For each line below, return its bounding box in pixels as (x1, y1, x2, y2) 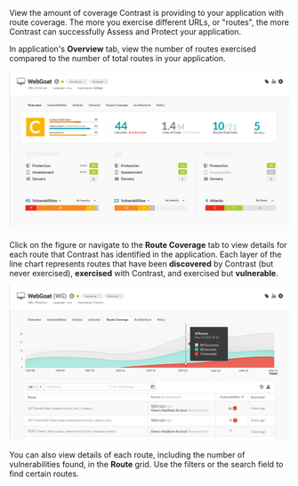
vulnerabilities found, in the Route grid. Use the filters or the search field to (9, 458, 284, 469)
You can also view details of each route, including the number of (9, 449, 246, 460)
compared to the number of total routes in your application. (9, 53, 226, 63)
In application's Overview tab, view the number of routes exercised (9, 44, 256, 54)
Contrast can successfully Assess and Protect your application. (9, 27, 242, 36)
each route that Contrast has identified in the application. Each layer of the (9, 249, 282, 259)
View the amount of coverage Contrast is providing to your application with (9, 8, 285, 18)
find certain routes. (9, 468, 79, 479)
